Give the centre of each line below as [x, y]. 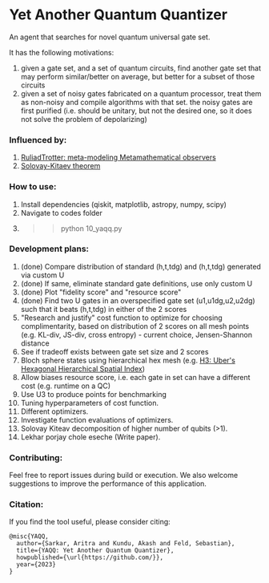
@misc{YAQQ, [29, 536]
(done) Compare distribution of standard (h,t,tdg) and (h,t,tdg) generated [141, 266]
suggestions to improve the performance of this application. [108, 484]
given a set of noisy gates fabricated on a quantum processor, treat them [141, 93]
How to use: [33, 187]
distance [35, 343]
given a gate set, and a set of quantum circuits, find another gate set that [141, 68]
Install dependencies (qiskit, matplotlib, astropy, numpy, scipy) [124, 204]
